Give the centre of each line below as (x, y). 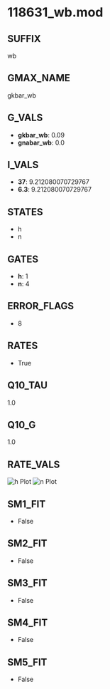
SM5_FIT (27, 662)
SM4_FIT (28, 622)
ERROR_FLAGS (41, 306)
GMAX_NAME (39, 78)
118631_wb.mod (55, 12)
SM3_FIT (27, 583)
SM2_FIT (27, 543)
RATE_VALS (34, 464)
